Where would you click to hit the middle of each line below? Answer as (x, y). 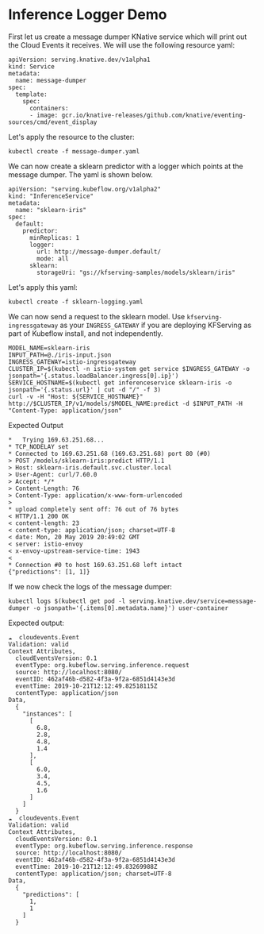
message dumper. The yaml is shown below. (80, 174)
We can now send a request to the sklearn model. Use (97, 316)
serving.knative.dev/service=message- (193, 601)
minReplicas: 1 (54, 237)
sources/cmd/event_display (53, 122)
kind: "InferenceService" (51, 196)
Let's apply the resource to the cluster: (71, 137)
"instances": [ (48, 714)
